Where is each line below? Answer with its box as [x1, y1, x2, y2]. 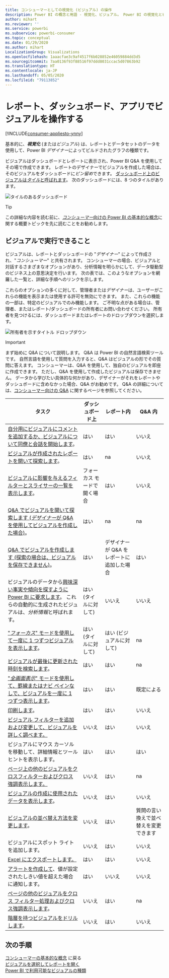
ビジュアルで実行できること [5, 237, 91, 245]
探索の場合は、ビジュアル [16, 553, 76, 561]
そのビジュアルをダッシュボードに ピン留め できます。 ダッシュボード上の [5, 170, 156, 176]
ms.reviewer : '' [5, 21, 39, 27]
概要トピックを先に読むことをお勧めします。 [18, 220, 111, 227]
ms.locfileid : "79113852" [5, 78, 59, 83]
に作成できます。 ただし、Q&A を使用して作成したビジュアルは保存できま [5, 368, 157, 374]
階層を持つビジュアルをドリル [8, 915, 78, 922]
